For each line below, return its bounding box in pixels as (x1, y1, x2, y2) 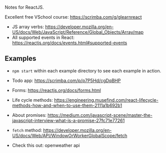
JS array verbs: (12, 24, 44, 30)
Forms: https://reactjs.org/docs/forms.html (12, 87, 101, 93)
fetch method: (12, 127, 42, 133)
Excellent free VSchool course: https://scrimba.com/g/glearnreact (5, 14, 142, 20)
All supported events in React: (12, 35, 75, 40)
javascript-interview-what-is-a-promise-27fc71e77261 (12, 117, 125, 123)
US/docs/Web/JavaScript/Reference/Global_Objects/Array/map (12, 29, 144, 35)
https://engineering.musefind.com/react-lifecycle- (54, 97, 158, 103)
